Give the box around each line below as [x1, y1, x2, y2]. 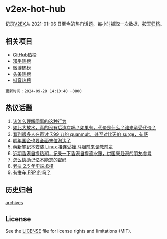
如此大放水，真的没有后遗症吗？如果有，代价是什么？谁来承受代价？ [12, 124, 156, 131]
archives [5, 200, 23, 206]
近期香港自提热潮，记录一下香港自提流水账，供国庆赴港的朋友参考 [12, 150, 152, 156]
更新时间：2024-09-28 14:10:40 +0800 [5, 88, 82, 94]
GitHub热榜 [12, 52, 37, 58]
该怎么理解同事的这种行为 [12, 118, 67, 124]
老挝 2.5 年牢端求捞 [12, 163, 54, 169]
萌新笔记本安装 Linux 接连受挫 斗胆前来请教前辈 [12, 144, 113, 150]
